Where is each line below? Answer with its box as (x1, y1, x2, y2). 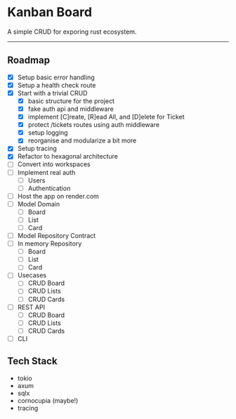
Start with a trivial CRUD (17, 88, 88, 97)
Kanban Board (7, 4, 93, 20)
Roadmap (7, 54, 51, 67)
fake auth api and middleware (27, 105, 114, 113)
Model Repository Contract (17, 232, 96, 239)
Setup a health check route (17, 81, 96, 89)
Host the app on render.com (17, 192, 100, 200)
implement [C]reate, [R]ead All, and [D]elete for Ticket (27, 113, 185, 121)
